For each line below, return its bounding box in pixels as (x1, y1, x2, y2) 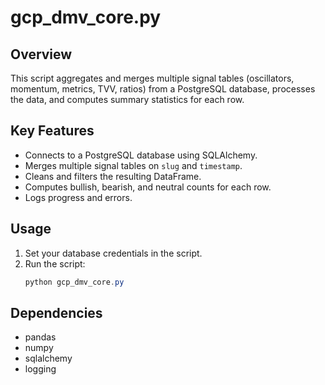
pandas (24, 331, 57, 343)
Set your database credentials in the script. (24, 247, 203, 259)
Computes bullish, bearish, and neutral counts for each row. (24, 181, 272, 193)
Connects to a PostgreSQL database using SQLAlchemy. (24, 149, 258, 161)
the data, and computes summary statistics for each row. (10, 94, 245, 105)
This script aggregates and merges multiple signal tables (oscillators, (10, 72, 295, 84)
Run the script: (24, 257, 86, 270)
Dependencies (10, 304, 103, 321)
